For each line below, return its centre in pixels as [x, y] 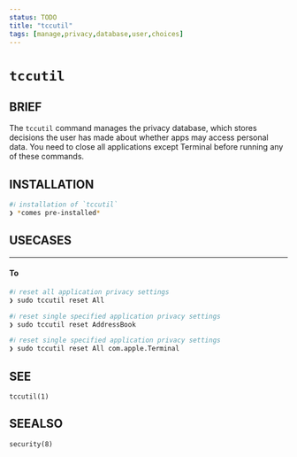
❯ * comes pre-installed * [55, 213]
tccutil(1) [29, 397]
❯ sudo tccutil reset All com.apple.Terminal [94, 349]
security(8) [31, 444]
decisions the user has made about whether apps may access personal [139, 137]
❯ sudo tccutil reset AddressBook [73, 324]
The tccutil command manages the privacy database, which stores [133, 128]
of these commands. [47, 157]
